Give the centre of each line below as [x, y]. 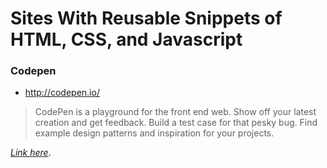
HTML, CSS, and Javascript [126, 39]
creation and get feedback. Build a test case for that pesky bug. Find [176, 123]
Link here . [31, 153]
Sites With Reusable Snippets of [146, 18]
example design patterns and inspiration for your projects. [154, 133]
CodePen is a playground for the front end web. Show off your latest [175, 112]
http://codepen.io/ [62, 93]
